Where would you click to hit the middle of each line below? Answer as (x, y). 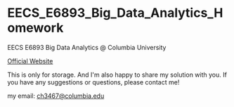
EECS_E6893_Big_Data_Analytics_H (115, 13)
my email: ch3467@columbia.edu (56, 96)
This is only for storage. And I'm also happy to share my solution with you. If (117, 75)
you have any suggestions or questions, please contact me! (93, 82)
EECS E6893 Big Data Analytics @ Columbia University (87, 47)
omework (35, 28)
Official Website (30, 61)
